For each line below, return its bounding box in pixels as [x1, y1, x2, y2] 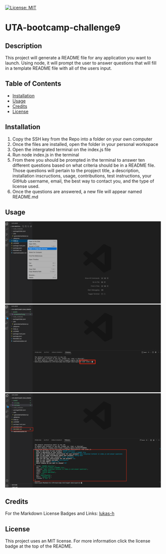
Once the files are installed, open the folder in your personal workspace [12, 141, 159, 147]
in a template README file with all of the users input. [5, 65, 112, 71]
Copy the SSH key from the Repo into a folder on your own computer [12, 136, 153, 142]
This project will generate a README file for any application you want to [5, 55, 152, 60]
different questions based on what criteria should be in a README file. [12, 162, 156, 168]
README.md [12, 193, 39, 200]
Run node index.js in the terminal [12, 151, 79, 158]
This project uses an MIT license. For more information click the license [5, 538, 151, 544]
